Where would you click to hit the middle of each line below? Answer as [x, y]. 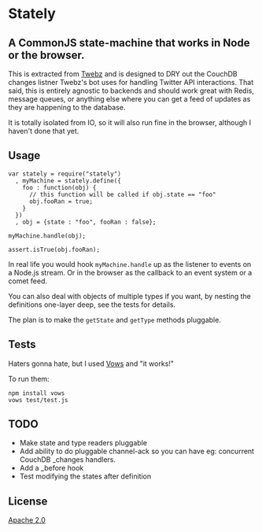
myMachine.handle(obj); [47, 236]
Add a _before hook [52, 468]
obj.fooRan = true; [61, 201]
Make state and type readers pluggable [83, 443]
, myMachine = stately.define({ [68, 181]
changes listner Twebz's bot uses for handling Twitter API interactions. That [131, 82]
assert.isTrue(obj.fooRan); [54, 249]
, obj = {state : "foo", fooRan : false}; [86, 222]
